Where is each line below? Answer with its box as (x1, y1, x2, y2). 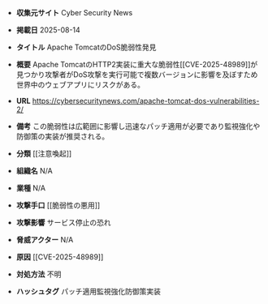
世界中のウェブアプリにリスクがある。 (15, 80, 145, 89)
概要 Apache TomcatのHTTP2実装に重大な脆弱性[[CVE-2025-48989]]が (15, 60, 258, 69)
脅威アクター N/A (15, 235, 74, 244)
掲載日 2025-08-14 (15, 25, 81, 35)
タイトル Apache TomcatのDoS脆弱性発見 (15, 42, 157, 52)
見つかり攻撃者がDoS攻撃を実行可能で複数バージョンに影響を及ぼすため (15, 70, 258, 79)
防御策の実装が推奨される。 (15, 131, 110, 141)
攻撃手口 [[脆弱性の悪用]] (15, 200, 101, 210)
